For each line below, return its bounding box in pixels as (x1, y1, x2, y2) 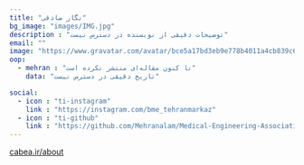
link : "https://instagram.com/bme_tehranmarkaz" (25, 105, 217, 114)
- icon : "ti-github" (17, 114, 100, 123)
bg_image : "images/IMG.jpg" (9, 22, 116, 31)
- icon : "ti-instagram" (17, 96, 111, 105)
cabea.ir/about (9, 146, 64, 158)
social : (9, 87, 39, 97)
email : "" (9, 38, 47, 48)
